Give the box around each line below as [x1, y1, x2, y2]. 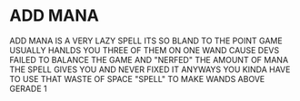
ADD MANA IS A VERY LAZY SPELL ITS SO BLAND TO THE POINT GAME [9, 35, 284, 46]
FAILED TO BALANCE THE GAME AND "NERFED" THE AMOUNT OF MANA [9, 54, 289, 65]
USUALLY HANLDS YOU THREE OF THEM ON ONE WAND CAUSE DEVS [9, 44, 280, 55]
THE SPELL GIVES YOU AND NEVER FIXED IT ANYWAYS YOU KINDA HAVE [9, 64, 291, 75]
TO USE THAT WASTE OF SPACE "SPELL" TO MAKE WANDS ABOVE [9, 73, 265, 84]
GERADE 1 [9, 83, 47, 94]
